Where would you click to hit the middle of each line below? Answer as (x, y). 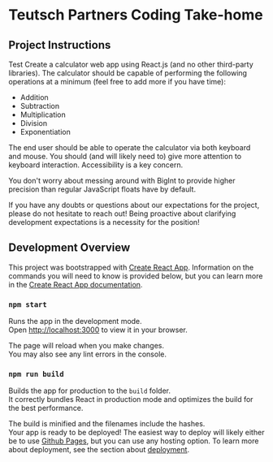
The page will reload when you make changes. (87, 346)
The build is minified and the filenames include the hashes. (107, 424)
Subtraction (39, 106)
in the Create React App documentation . (76, 284)
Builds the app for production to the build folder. (90, 391)
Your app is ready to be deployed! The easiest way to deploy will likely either (136, 433)
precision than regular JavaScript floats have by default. (102, 189)
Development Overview (69, 248)
